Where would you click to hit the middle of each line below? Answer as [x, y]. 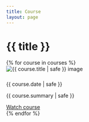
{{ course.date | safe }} [34, 84]
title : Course [24, 12]
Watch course [23, 107]
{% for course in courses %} [41, 63]
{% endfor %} [23, 113]
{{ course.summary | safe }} [40, 95]
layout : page [22, 17]
